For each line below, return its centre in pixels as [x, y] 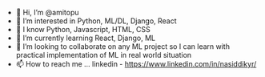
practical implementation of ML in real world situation [104, 55]
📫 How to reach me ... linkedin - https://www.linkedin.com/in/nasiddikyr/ [136, 64]
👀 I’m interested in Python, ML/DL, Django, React [96, 21]
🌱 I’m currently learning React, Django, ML [86, 38]
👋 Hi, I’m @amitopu [47, 12]
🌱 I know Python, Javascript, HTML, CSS [83, 29]
